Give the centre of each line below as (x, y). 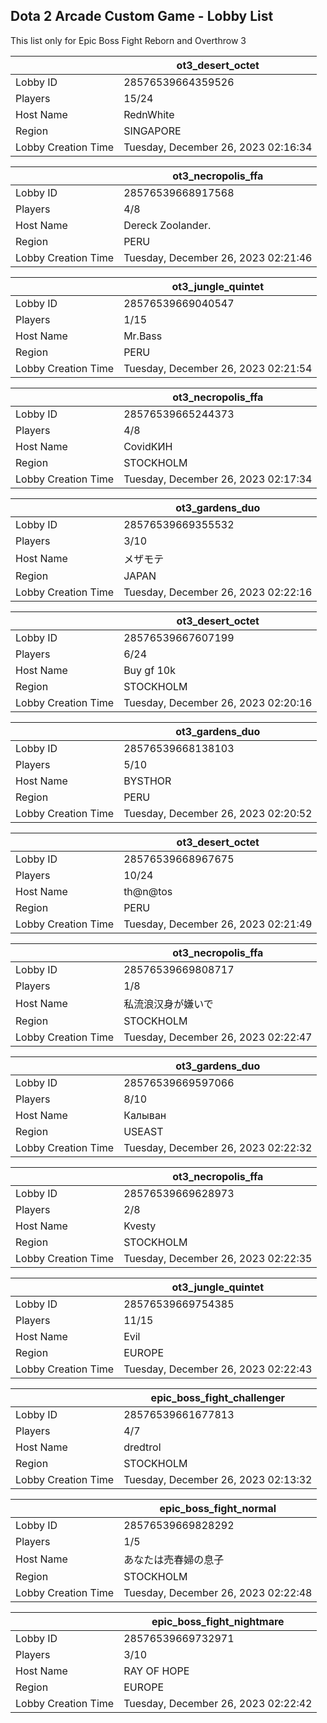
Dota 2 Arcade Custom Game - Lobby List (142, 16)
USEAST (143, 1131)
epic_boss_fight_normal (218, 1508)
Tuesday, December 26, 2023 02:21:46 (218, 257)
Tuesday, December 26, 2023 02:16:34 (218, 147)
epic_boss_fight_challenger (217, 1397)
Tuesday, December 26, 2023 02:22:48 (218, 1592)
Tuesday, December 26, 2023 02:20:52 (218, 813)
